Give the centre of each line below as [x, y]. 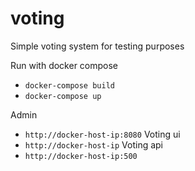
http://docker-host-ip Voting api [94, 144]
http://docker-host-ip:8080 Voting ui [102, 134]
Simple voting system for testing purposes [97, 46]
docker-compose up [63, 96]
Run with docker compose [64, 65]
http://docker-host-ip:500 [81, 156]
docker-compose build [69, 85]
